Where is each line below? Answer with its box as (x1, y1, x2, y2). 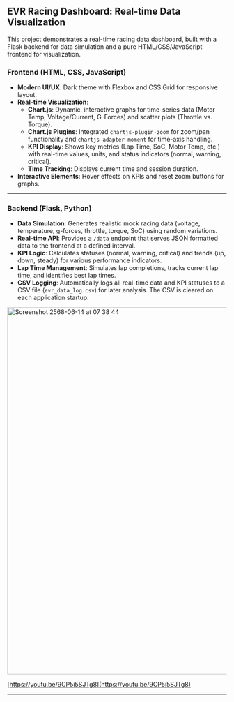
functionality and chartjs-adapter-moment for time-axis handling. (27, 135, 213, 144)
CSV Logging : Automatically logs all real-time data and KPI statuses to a (17, 278, 225, 287)
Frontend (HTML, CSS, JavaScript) (7, 67, 127, 77)
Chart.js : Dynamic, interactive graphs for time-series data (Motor (27, 105, 216, 114)
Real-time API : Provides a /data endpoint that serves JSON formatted (17, 234, 218, 243)
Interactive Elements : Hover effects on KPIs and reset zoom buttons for (17, 172, 224, 181)
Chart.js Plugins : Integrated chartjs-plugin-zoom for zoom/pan (27, 128, 210, 136)
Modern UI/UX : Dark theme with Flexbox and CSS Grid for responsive (17, 83, 218, 91)
